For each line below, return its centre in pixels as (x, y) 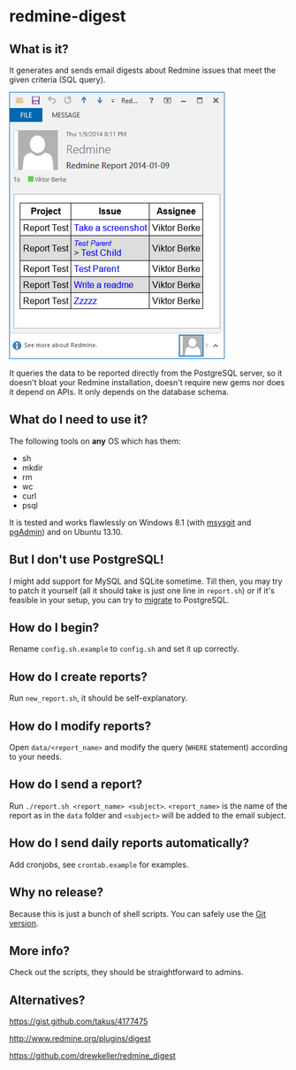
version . (24, 923)
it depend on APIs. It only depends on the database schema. (119, 392)
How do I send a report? (76, 784)
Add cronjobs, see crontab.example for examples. (99, 865)
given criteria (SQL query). (57, 80)
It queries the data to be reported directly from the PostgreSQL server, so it (146, 373)
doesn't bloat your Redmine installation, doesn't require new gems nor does (147, 382)
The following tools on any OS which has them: (95, 441)
